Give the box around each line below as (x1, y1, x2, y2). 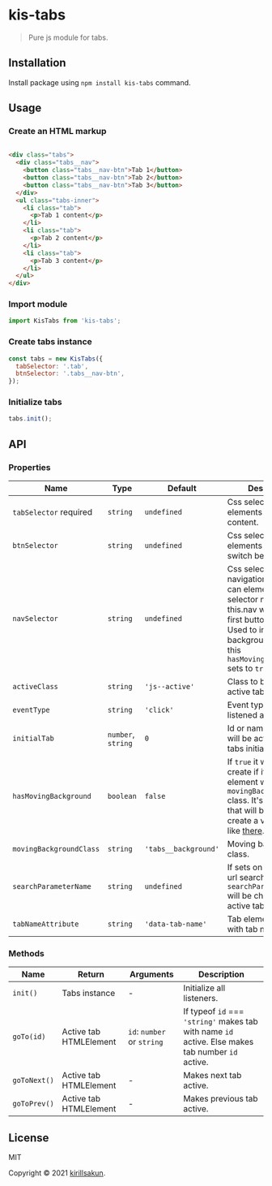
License (8, 1131, 49, 1145)
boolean (107, 791, 138, 801)
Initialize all (183, 982, 226, 994)
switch (227, 550, 253, 562)
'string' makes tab (183, 1016, 258, 1028)
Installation (8, 56, 66, 70)
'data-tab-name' (144, 920, 207, 929)
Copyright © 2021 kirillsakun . (8, 1168, 106, 1178)
